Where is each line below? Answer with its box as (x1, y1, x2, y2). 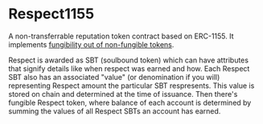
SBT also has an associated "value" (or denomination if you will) (8, 72, 220, 82)
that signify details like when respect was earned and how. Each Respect (8, 63, 250, 73)
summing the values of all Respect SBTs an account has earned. (8, 106, 221, 116)
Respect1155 (8, 5, 95, 23)
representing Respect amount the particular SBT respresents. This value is (8, 81, 255, 90)
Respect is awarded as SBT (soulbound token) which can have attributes (8, 55, 249, 65)
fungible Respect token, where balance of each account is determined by (8, 98, 252, 107)
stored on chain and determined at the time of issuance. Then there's (8, 89, 238, 98)
